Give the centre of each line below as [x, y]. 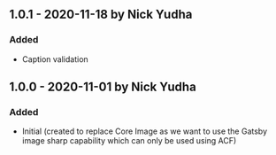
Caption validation [55, 59]
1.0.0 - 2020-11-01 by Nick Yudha [103, 87]
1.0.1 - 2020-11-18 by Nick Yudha [101, 15]
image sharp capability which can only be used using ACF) [129, 141]
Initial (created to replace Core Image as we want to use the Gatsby [145, 131]
